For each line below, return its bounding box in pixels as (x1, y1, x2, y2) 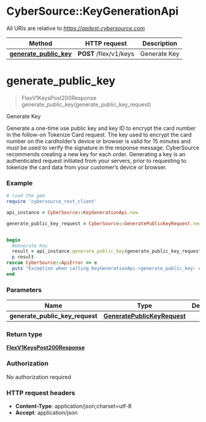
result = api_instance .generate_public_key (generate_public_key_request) (12, 248, 204, 255)
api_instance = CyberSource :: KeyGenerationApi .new (6, 209, 139, 216)
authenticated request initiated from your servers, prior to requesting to (6, 157, 187, 164)
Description (142, 39, 178, 47)
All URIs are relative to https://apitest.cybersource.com (6, 24, 145, 32)
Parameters (6, 285, 42, 294)
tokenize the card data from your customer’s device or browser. (6, 164, 167, 171)
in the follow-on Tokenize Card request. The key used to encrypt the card (6, 130, 192, 138)
